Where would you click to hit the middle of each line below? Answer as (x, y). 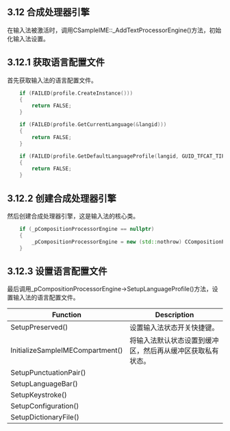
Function (67, 315)
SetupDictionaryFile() (45, 417)
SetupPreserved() (39, 328)
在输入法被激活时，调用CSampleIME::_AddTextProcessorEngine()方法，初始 (114, 30)
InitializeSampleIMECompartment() (67, 350)
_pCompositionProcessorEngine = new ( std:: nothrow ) (107, 242)
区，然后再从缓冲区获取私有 (174, 351)
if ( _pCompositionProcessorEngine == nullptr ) (87, 229)
